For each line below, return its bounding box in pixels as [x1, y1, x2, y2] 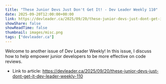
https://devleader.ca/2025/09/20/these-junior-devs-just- [42, 68, 159, 74]
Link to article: [12, 68, 41, 74]
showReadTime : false [5, 26, 48, 30]
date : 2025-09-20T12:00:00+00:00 [5, 12, 74, 17]
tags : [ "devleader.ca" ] [5, 35, 54, 40]
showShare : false [5, 21, 41, 26]
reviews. [5, 58, 22, 64]
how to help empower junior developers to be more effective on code [5, 53, 146, 59]
